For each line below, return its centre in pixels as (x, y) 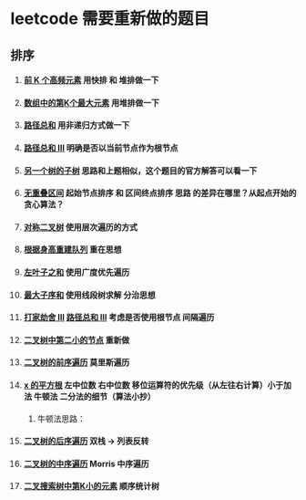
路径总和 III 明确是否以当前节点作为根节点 (101, 148)
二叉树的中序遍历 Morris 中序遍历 (86, 464)
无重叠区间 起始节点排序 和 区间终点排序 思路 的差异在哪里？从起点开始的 (160, 193)
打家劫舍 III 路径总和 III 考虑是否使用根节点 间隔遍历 (119, 318)
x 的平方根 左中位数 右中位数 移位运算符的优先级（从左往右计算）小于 (153, 385)
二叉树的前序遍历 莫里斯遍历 (76, 362)
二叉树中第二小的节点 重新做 (76, 339)
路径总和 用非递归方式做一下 (76, 125)
